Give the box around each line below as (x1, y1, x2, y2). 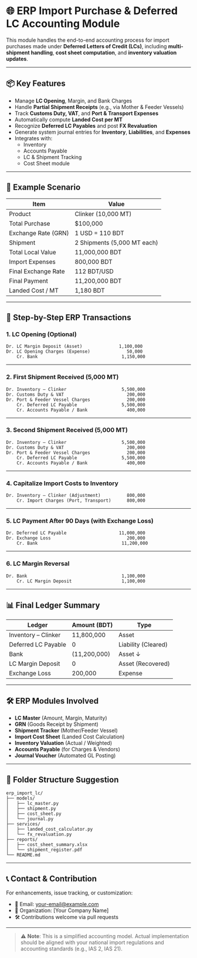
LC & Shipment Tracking (23, 153, 82, 160)
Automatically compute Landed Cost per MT (14, 116, 123, 123)
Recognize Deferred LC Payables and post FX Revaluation (14, 122, 157, 129)
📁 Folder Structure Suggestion (6, 774, 119, 784)
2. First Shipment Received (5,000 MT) (6, 373, 119, 381)
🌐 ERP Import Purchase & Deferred (6, 4, 178, 18)
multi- (168, 42, 184, 49)
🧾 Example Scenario (6, 183, 81, 193)
